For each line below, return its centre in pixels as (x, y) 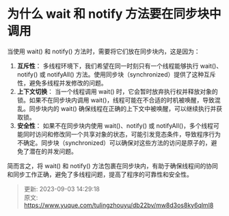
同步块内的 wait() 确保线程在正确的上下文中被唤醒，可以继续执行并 (123, 108)
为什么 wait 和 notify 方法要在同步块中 (114, 14)
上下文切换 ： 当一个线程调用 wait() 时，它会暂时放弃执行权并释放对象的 (118, 91)
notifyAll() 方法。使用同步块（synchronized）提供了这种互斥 (132, 74)
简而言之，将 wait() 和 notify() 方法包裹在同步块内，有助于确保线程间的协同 (113, 165)
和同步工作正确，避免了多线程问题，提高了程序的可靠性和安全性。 (100, 174)
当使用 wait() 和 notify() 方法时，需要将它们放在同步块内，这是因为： (104, 51)
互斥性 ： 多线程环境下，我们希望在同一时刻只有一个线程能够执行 (108, 66)
